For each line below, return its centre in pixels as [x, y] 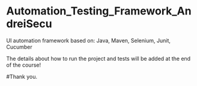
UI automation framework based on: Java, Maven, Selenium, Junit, [89, 40]
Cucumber [20, 47]
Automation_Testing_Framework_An [99, 11]
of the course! [23, 65]
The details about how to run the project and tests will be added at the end [98, 58]
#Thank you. [22, 76]
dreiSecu [29, 24]
